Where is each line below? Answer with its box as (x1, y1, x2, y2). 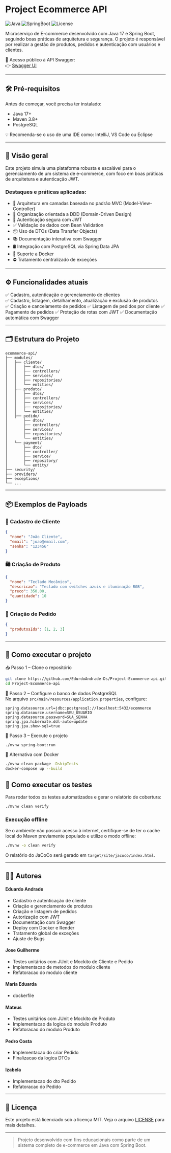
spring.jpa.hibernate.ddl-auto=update (5, 719, 88, 724)
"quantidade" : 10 (10, 593, 47, 599)
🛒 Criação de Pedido (5, 610, 56, 617)
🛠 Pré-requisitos (5, 84, 60, 93)
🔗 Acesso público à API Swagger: (5, 56, 75, 62)
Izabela (5, 1067, 21, 1073)
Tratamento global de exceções (12, 930, 79, 936)
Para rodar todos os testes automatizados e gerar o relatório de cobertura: (5, 794, 161, 800)
